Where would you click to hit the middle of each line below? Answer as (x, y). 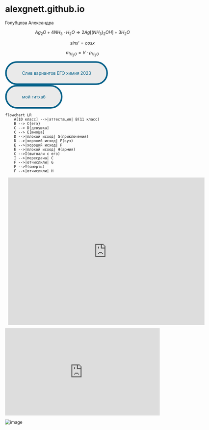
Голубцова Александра (29, 23)
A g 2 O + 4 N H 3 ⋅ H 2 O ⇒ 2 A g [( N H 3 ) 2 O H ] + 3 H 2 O (82, 33)
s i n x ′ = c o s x (82, 43)
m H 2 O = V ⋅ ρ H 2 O (82, 53)
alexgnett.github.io (45, 9)
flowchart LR (18, 115)
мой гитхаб (34, 96)
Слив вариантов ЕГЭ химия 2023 (57, 73)
